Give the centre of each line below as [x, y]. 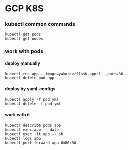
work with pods [24, 51]
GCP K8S [24, 9]
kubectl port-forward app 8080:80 [41, 143]
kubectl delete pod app [30, 78]
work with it [18, 115]
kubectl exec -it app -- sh [34, 134]
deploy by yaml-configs [30, 89]
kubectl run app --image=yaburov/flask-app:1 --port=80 [64, 74]
